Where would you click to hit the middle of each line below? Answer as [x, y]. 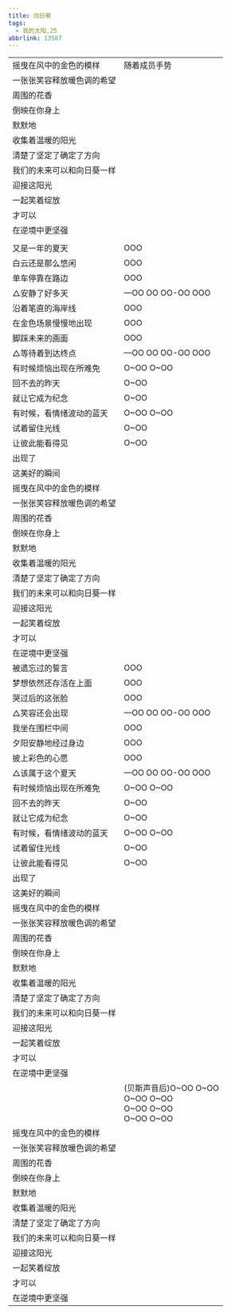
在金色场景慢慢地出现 [53, 323]
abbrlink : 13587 [35, 38]
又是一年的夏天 [41, 249]
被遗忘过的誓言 [41, 669]
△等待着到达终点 [45, 353]
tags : [17, 23]
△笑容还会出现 [41, 713]
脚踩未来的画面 [41, 338]
